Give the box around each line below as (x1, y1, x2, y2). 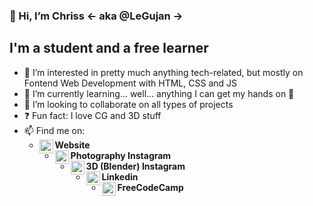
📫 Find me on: (23, 124, 86, 136)
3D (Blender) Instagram (85, 160, 186, 172)
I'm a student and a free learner (9, 40, 209, 57)
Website (54, 139, 91, 151)
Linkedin (101, 170, 139, 183)
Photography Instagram (70, 149, 172, 161)
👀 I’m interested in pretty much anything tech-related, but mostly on (23, 66, 304, 78)
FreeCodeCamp (117, 181, 184, 193)
